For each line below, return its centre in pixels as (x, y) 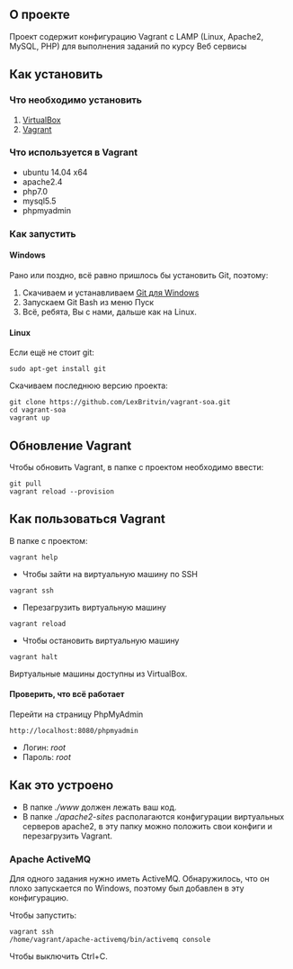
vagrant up (30, 418)
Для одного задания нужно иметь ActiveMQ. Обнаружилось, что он (139, 879)
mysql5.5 (39, 201)
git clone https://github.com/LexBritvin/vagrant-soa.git (120, 403)
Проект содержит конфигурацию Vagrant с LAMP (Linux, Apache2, (136, 36)
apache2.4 (42, 181)
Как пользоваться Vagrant (88, 519)
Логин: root (44, 747)
